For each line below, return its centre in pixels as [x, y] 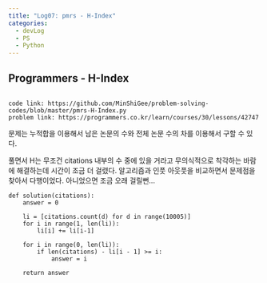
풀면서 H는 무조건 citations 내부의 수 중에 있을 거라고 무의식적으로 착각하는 [125, 160]
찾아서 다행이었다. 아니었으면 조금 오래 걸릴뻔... [82, 180]
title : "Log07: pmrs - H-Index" [62, 16]
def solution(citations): [51, 196]
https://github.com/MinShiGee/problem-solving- [128, 103]
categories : [28, 23]
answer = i [69, 259]
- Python [30, 46]
